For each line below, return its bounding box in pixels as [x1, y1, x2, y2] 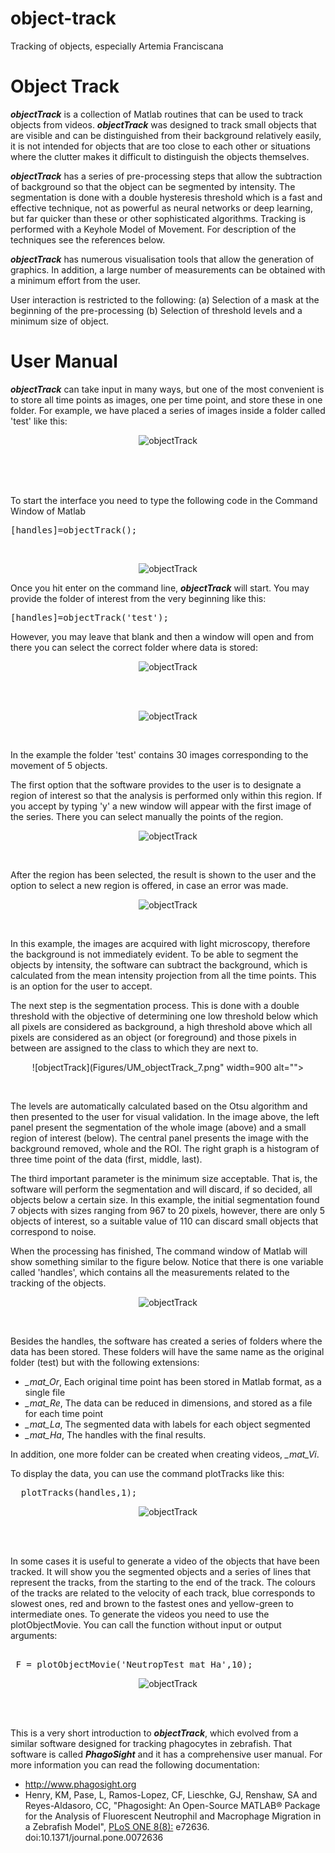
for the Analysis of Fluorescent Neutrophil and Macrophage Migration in [24, 1810, 322, 1822]
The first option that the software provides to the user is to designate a [10, 778, 302, 791]
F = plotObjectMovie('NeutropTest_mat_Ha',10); [15, 1658, 253, 1670]
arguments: [10, 1629, 58, 1641]
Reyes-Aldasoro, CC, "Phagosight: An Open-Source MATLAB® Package [24, 1799, 321, 1811]
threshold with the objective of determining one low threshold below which [10, 1010, 319, 1022]
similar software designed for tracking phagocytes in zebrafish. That [10, 1737, 293, 1749]
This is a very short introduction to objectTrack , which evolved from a [10, 1727, 299, 1739]
